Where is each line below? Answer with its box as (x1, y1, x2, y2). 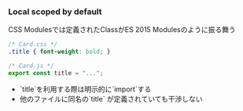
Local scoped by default (8, 6, 102, 17)
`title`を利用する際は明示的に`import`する (19, 84, 152, 94)
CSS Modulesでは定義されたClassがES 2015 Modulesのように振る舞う (8, 25, 236, 34)
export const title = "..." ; (8, 69, 104, 77)
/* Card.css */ (8, 41, 58, 48)
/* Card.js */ (8, 62, 55, 70)
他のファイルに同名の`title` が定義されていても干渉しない (19, 94, 203, 103)
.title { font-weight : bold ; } (8, 48, 111, 56)
